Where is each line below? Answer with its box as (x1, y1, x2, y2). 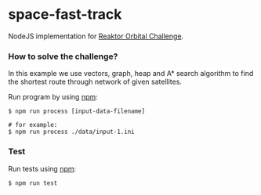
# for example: (8, 121, 58, 129)
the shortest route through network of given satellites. (8, 77, 183, 87)
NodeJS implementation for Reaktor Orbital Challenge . (8, 31, 184, 41)
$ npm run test (8, 179, 58, 187)
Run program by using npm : (8, 92, 98, 102)
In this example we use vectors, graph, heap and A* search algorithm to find (8, 69, 254, 78)
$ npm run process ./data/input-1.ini (8, 128, 135, 136)
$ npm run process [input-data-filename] (8, 107, 146, 115)
